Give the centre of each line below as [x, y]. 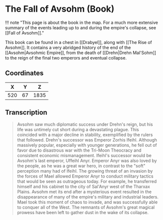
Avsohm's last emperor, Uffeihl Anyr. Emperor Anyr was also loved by [87, 160]
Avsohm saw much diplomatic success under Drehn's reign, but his [85, 124]
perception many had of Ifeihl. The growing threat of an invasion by [85, 171]
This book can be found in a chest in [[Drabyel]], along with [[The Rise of [79, 42]
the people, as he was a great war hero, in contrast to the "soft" [81, 166]
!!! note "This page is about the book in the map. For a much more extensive [81, 22]
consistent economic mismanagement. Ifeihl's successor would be [84, 155]
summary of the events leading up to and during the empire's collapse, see [81, 27]
